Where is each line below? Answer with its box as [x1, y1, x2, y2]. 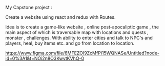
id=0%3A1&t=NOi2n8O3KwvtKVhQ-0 [5, 55, 85, 61]
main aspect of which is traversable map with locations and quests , [5, 29, 149, 35]
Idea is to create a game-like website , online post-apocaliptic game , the [5, 24, 159, 30]
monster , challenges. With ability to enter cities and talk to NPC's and [5, 35, 153, 41]
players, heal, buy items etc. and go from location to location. [5, 40, 135, 46]
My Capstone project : [5, 5, 52, 10]
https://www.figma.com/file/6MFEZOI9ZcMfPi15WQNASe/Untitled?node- [5, 50, 160, 56]
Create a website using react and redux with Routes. [5, 14, 116, 20]
